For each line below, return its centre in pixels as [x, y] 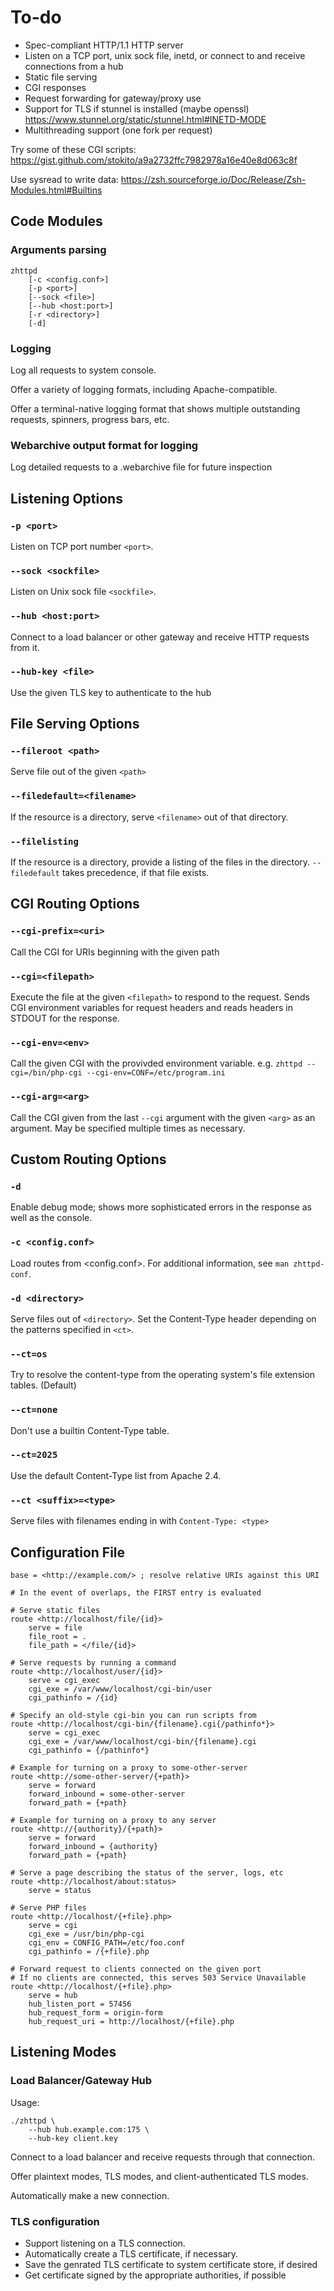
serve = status [60, 1890]
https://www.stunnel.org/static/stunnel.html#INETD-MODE [145, 119]
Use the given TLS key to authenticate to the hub [111, 692]
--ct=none [34, 1410]
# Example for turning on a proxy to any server [113, 1820]
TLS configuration [55, 2221]
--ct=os [29, 1354]
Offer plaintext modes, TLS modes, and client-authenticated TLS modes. [159, 2176]
